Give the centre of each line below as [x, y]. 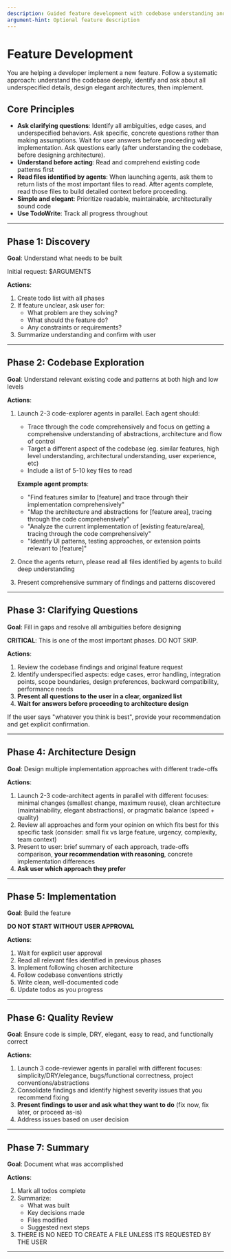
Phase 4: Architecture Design [71, 752]
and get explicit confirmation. [49, 724]
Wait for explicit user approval [59, 953]
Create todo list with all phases [61, 298]
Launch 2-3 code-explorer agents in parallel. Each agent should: [109, 413]
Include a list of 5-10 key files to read [80, 470]
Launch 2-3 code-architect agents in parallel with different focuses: [113, 795]
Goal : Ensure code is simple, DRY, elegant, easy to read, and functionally [110, 1034]
